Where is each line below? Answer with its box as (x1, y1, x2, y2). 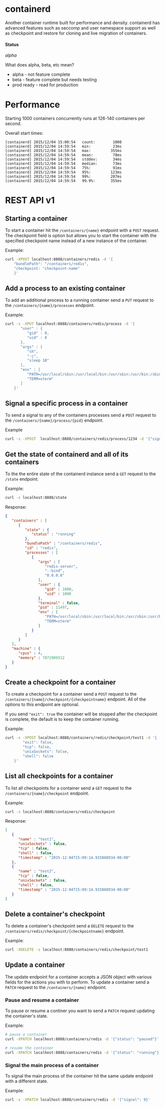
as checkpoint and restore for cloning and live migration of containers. (5, 30, 147, 36)
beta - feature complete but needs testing (12, 77, 97, 83)
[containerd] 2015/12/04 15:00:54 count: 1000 (5, 140, 122, 145)
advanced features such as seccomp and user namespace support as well (5, 25, 156, 31)
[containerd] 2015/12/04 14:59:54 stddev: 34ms (5, 157, 122, 162)
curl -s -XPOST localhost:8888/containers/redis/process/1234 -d (5, 436, 144, 441)
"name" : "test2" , (18, 869, 56, 874)
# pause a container (5, 1032, 48, 1037)
